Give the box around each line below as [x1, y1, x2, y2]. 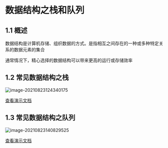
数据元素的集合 [14, 47, 45, 53]
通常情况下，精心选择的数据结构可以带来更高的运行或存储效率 [5, 57, 133, 63]
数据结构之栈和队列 [5, 5, 85, 16]
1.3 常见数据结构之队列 [5, 113, 76, 122]
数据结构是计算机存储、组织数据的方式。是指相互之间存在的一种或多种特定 [5, 41, 159, 46]
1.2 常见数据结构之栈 [5, 73, 69, 82]
